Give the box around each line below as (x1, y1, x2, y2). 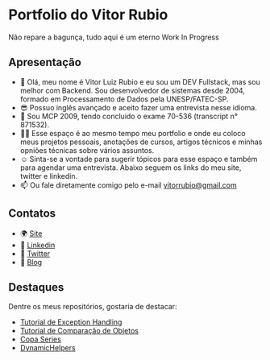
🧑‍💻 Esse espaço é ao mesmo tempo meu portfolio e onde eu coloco (19, 128, 246, 138)
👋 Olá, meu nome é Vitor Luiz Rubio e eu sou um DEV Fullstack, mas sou (19, 77, 260, 86)
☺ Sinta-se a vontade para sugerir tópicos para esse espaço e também (19, 154, 258, 163)
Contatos (8, 207, 56, 221)
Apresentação (8, 56, 82, 69)
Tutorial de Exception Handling (19, 317, 123, 327)
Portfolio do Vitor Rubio (8, 6, 168, 24)
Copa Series (19, 334, 62, 344)
